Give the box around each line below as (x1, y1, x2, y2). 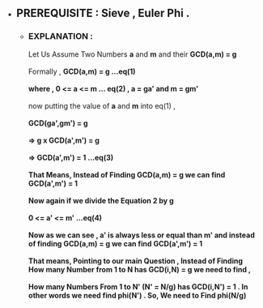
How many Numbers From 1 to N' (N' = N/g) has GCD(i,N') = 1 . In (28, 281, 248, 291)
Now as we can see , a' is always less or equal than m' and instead (28, 230, 255, 240)
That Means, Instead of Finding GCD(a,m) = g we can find (28, 169, 226, 179)
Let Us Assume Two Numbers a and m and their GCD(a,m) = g (28, 49, 237, 59)
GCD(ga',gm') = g (28, 118, 88, 128)
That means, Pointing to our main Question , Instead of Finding (28, 255, 243, 266)
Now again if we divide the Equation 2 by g (28, 195, 174, 205)
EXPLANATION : (28, 31, 93, 42)
